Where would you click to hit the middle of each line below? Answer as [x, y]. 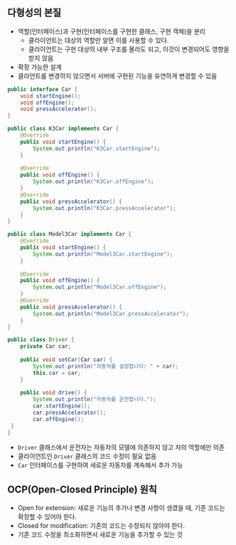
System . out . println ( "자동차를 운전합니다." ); [95, 400]
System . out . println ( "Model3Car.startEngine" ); [103, 254]
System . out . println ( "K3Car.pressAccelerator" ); [104, 208]
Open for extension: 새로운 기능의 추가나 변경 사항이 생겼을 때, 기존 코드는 [121, 508]
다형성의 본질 [34, 13]
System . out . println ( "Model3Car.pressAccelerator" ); [111, 313]
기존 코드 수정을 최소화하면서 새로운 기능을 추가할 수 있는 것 [100, 535]
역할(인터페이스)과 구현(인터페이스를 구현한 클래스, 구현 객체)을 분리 [112, 31]
